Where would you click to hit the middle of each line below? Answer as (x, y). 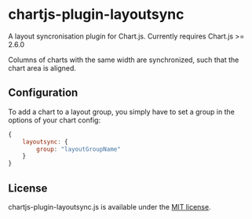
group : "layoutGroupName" (79, 149)
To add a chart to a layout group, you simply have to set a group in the (122, 111)
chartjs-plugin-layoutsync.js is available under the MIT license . (110, 206)
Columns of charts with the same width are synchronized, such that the (124, 60)
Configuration (43, 93)
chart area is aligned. (42, 68)
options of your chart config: (54, 120)
